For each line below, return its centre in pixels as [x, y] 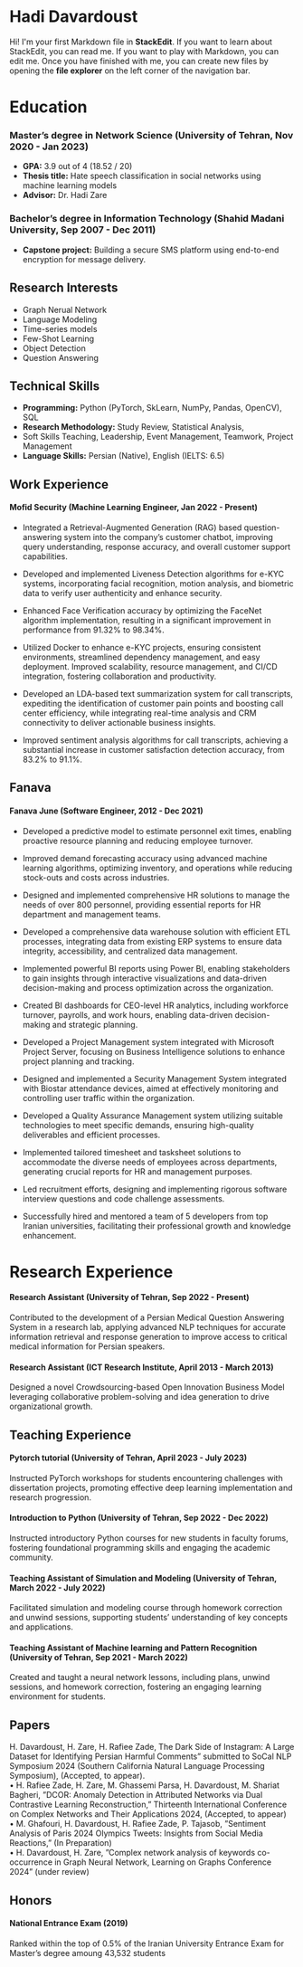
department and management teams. [91, 914]
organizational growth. [51, 1406]
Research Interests [64, 288]
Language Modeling [60, 319]
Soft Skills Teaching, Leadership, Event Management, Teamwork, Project [158, 437]
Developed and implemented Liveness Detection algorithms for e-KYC [153, 574]
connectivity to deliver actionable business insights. [119, 722]
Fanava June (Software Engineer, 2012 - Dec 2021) [106, 811]
